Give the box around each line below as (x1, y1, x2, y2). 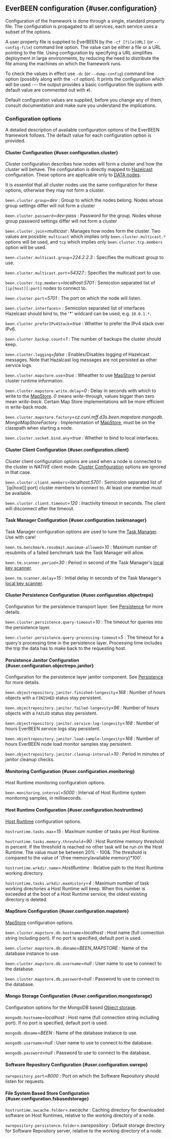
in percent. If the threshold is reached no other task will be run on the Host (5, 843, 163, 850)
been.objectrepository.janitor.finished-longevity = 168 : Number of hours (5, 689, 165, 695)
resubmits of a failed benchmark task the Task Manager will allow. (5, 549, 144, 556)
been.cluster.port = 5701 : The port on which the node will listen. (5, 295, 142, 301)
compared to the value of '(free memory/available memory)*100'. (5, 854, 142, 860)
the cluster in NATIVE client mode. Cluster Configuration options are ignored (5, 464, 166, 470)
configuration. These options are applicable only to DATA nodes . (5, 172, 141, 178)
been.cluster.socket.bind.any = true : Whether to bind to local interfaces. (5, 435, 159, 441)
